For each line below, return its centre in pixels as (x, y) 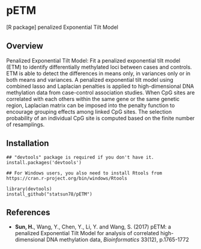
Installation (28, 143)
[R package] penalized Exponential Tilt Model (62, 27)
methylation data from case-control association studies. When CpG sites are (100, 92)
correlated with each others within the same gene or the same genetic (93, 99)
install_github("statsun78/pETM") (49, 194)
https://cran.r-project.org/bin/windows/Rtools (67, 178)
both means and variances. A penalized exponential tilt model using (90, 79)
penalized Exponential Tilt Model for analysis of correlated (87, 233)
